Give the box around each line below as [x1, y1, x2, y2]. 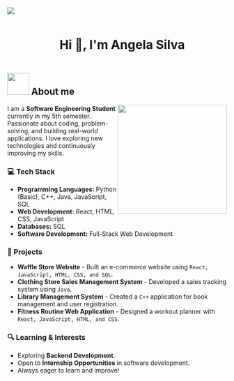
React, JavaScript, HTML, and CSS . [17, 315, 120, 323]
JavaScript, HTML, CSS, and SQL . [17, 270, 114, 278]
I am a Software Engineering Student [7, 104, 116, 112]
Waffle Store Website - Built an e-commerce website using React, [17, 263, 209, 271]
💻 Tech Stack [7, 167, 56, 177]
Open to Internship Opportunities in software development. [17, 359, 190, 367]
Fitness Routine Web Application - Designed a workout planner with [17, 307, 216, 316]
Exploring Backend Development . [17, 351, 116, 359]
